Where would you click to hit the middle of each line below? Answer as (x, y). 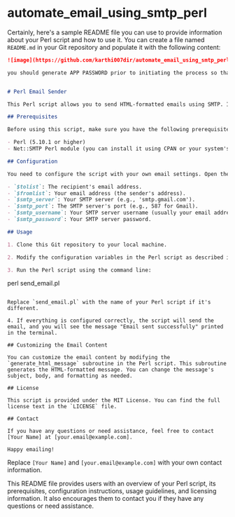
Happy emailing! (31, 450)
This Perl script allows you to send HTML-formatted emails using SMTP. (115, 104)
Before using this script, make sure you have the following (98, 130)
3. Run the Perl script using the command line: (79, 270)
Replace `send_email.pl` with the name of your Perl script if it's (109, 302)
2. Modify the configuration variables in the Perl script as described (115, 257)
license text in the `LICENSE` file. (62, 407)
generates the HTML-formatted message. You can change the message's (111, 370)
